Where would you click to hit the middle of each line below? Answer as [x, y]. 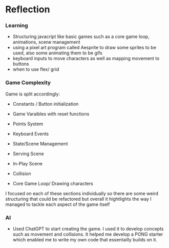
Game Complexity [28, 83]
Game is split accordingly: [33, 94]
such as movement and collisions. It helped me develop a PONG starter [88, 234]
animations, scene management [46, 42]
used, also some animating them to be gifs [57, 53]
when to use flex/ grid [36, 69]
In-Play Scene [27, 163]
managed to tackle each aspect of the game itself [58, 204]
